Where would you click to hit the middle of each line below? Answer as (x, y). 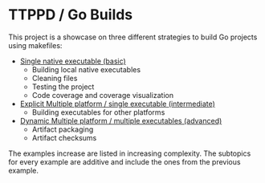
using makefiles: (35, 45)
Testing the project (63, 87)
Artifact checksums (64, 137)
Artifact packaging (63, 129)
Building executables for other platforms (98, 112)
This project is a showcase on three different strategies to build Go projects (133, 37)
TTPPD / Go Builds (71, 15)
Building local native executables (86, 69)
